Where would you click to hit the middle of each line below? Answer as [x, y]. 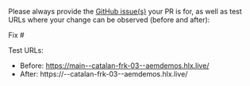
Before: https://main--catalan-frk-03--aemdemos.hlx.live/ [114, 65]
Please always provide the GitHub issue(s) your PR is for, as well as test [125, 11]
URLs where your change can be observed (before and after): [109, 20]
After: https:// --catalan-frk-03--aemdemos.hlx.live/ [104, 74]
